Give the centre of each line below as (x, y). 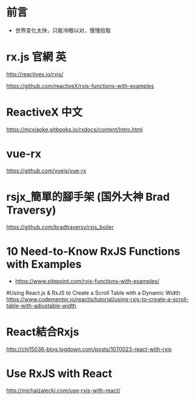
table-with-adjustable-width (41, 306)
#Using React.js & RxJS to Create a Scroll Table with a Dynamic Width (93, 293)
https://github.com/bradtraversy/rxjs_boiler (60, 227)
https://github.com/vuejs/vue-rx (46, 171)
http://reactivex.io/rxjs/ (35, 74)
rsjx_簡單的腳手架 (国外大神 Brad (88, 197)
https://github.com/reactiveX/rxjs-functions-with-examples (80, 86)
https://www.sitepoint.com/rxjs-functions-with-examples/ (87, 281)
